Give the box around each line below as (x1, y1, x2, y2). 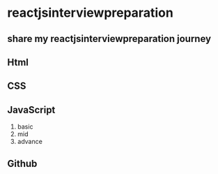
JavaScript (7, 103, 56, 116)
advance (17, 138, 43, 146)
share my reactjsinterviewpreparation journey (7, 33, 211, 45)
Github (7, 157, 38, 169)
